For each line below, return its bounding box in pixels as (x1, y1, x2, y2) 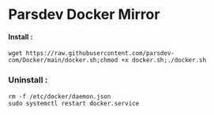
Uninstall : (8, 75, 48, 86)
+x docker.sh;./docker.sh (121, 57, 207, 65)
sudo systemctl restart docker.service (8, 99, 140, 107)
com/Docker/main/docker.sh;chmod (8, 57, 118, 65)
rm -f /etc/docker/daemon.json (8, 92, 111, 100)
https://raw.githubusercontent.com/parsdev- (25, 50, 175, 57)
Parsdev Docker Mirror (8, 6, 160, 24)
